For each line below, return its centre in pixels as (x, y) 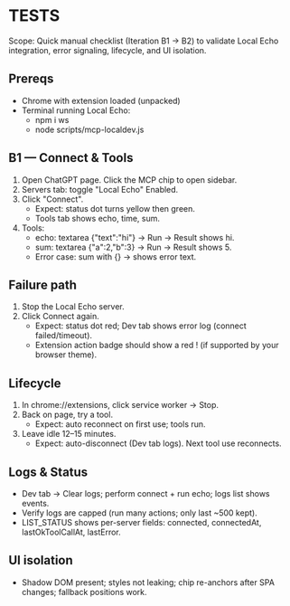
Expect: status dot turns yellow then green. (115, 208)
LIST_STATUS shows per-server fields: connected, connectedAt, (141, 522)
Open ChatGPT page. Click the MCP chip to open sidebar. (129, 180)
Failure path (43, 284)
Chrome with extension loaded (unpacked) (101, 100)
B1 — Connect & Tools (71, 158)
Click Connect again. (61, 317)
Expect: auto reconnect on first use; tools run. (120, 424)
